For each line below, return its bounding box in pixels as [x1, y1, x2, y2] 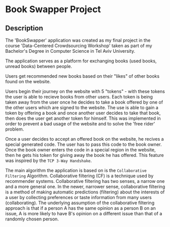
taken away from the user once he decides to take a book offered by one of [5, 99, 163, 105]
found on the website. [5, 79, 51, 84]
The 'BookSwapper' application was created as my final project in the [5, 37, 151, 43]
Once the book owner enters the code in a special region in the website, [5, 147, 156, 153]
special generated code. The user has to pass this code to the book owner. [5, 141, 162, 147]
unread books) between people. [5, 63, 73, 69]
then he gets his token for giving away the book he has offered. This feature [5, 152, 164, 158]
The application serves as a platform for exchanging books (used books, [5, 58, 157, 64]
